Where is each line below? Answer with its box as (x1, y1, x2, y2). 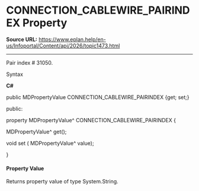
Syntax (6, 71, 24, 78)
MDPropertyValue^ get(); (6, 128, 67, 135)
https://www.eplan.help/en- (38, 36, 107, 43)
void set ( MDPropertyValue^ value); (6, 139, 94, 147)
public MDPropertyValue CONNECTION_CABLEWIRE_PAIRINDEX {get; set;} (6, 93, 190, 101)
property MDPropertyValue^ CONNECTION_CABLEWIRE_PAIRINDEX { (6, 116, 176, 123)
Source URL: (6, 36, 37, 43)
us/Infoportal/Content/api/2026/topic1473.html (6, 42, 120, 49)
